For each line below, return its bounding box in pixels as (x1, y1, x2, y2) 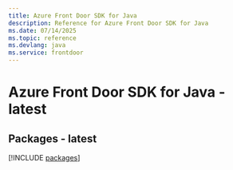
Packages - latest (8, 132, 97, 145)
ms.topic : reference (8, 34, 77, 42)
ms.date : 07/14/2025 (8, 26, 77, 34)
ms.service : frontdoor (8, 49, 84, 57)
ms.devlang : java (8, 42, 66, 49)
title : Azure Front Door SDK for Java (8, 11, 137, 20)
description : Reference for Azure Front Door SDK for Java (8, 19, 209, 27)
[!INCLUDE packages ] (8, 153, 81, 162)
